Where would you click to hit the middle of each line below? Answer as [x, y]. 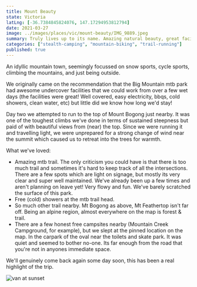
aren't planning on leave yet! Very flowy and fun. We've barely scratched [103, 187]
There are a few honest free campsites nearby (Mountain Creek [91, 224]
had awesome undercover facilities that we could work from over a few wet [97, 90]
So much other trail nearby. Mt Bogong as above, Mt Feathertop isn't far [101, 205]
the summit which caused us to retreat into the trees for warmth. [84, 139]
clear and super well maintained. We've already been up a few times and [102, 180]
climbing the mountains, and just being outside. [63, 72]
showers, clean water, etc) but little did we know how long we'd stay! [89, 103]
